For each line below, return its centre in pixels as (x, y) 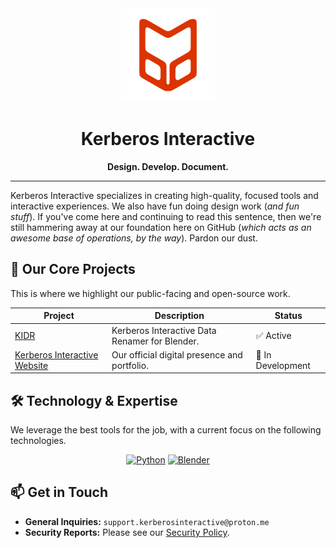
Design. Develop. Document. (168, 166)
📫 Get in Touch (59, 492)
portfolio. (130, 365)
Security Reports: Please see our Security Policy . (127, 532)
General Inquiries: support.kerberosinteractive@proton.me (147, 521)
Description (179, 316)
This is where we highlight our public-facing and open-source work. (150, 293)
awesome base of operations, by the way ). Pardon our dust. (134, 238)
